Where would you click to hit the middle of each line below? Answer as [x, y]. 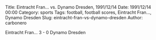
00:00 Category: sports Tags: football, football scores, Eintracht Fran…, [78, 12]
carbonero [16, 23]
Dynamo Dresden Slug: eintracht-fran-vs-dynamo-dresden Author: [74, 18]
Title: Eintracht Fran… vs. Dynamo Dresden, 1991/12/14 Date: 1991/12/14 [78, 7]
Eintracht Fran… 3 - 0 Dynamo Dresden [46, 32]
